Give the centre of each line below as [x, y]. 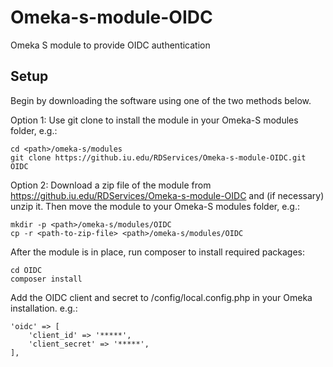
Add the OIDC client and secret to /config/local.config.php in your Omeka [161, 297]
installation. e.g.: [44, 308]
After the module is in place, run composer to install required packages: [158, 252]
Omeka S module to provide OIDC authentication [110, 45]
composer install [46, 279]
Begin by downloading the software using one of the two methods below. [161, 100]
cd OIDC [26, 270]
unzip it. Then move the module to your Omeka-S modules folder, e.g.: [155, 206]
